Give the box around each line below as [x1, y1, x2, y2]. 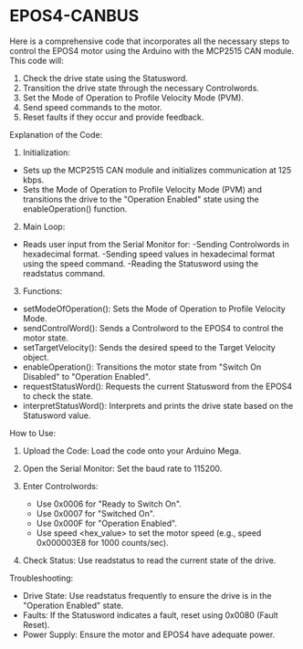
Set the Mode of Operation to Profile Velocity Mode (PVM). [22, 92, 245, 103]
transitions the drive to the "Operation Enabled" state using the [22, 194, 259, 204]
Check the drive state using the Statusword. [22, 72, 189, 83]
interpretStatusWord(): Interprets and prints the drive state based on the [22, 400, 294, 411]
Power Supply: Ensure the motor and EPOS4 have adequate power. [22, 629, 276, 640]
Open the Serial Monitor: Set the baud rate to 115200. [22, 463, 223, 474]
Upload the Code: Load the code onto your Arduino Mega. [22, 445, 242, 456]
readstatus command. [22, 267, 106, 278]
